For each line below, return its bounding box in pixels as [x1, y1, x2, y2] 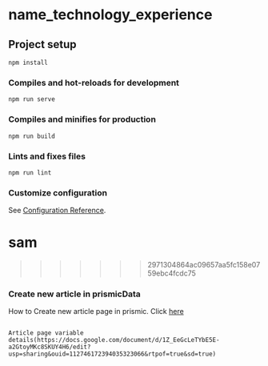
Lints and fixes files [8, 151, 86, 162]
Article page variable [8, 329, 84, 337]
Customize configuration [8, 187, 108, 198]
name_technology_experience [8, 6, 213, 24]
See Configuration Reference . [8, 206, 106, 215]
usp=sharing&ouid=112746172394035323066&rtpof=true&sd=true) [8, 350, 217, 358]
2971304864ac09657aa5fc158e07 [147, 260, 261, 270]
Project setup [8, 38, 78, 51]
